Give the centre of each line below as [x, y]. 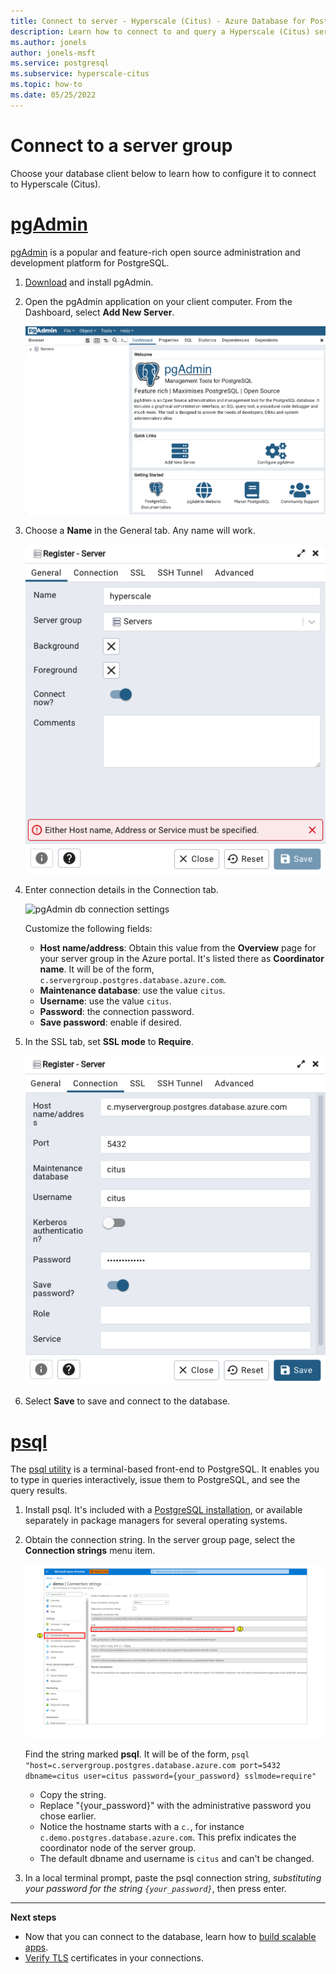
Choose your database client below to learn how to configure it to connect [163, 173]
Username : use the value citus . [105, 1001]
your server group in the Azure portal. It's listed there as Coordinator [182, 959]
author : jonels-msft [53, 53]
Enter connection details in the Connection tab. [121, 890]
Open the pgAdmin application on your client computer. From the [158, 301]
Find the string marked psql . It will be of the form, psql [137, 1754]
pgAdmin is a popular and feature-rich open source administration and [155, 252]
